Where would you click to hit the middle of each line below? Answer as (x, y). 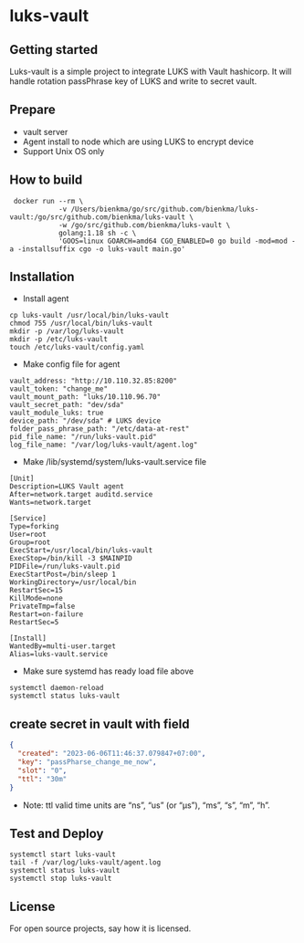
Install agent (46, 299)
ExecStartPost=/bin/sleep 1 (63, 575)
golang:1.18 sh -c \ (97, 233)
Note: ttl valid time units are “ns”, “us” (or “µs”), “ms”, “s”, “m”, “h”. (147, 805)
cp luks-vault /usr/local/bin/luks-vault (89, 316)
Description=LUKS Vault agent (67, 487)
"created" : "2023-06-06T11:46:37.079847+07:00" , (112, 754)
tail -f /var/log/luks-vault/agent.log (85, 863)
